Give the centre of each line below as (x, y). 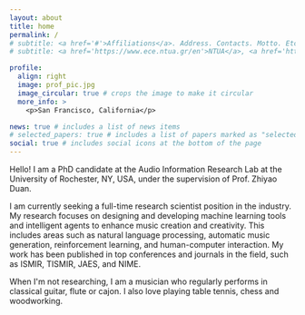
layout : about (36, 18)
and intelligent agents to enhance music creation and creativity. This (137, 225)
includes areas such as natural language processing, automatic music (140, 235)
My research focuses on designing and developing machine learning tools (148, 216)
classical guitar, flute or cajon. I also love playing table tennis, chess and (144, 291)
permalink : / (34, 34)
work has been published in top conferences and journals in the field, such (149, 254)
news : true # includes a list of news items (95, 127)
